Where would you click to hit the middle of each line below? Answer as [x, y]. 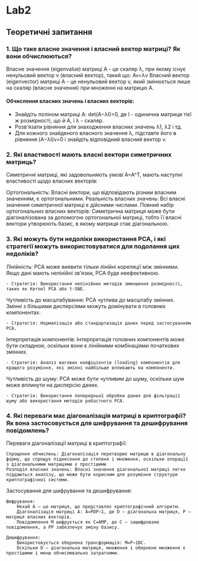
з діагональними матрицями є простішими [57, 464]
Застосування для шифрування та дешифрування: [69, 490]
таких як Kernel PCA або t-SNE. [46, 289]
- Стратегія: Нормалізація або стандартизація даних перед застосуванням [99, 323]
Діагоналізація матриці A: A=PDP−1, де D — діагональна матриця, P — [104, 511]
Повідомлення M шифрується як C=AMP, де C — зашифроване [88, 522]
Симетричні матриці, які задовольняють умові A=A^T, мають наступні [94, 175]
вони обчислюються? [39, 56]
